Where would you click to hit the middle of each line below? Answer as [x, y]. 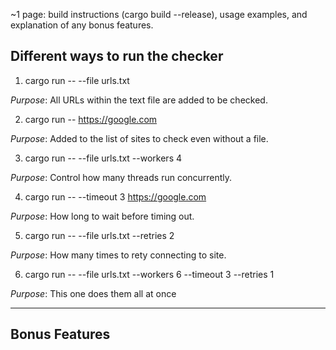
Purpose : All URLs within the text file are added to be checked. [139, 100]
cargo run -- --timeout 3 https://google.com [115, 196]
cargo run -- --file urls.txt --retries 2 [99, 235]
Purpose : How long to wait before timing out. [102, 216]
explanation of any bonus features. [82, 25]
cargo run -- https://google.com [91, 119]
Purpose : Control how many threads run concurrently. [121, 177]
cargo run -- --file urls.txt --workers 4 [103, 158]
